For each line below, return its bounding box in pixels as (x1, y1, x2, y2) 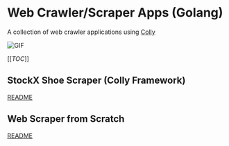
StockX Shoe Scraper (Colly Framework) (7, 75, 186, 86)
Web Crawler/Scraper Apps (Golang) (7, 5, 223, 21)
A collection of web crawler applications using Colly (7, 28, 156, 36)
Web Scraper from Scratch (7, 113, 125, 125)
